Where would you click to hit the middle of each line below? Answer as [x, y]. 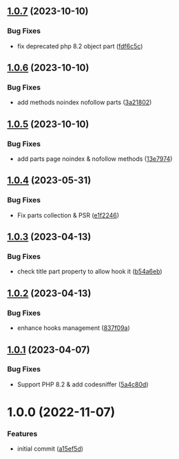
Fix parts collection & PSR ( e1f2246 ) [68, 215]
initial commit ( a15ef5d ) [50, 449]
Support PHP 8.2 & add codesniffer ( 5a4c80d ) [83, 384]
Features [22, 433]
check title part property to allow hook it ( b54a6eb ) [90, 271]
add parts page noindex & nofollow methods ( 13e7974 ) [95, 159]
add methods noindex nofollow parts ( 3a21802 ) [84, 102]
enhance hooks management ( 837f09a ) [74, 328]
